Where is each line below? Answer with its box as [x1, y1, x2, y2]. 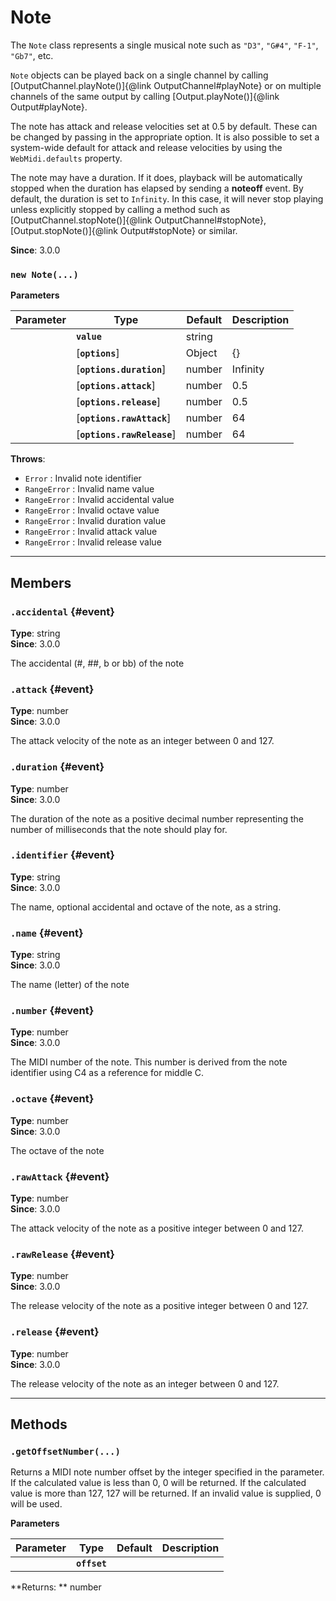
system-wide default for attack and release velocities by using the [10, 141, 283, 153]
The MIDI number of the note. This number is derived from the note [10, 1056, 288, 1068]
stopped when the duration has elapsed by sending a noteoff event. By [10, 182, 304, 194]
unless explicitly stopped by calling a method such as [10, 203, 231, 215]
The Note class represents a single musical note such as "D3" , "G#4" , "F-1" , [10, 39, 319, 51]
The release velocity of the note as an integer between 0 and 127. [10, 1377, 280, 1390]
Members [10, 574, 72, 591]
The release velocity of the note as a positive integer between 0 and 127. [10, 1300, 309, 1312]
